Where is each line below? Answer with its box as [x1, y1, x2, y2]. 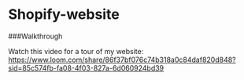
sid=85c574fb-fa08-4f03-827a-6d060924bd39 [8, 63, 165, 72]
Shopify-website [8, 5, 120, 24]
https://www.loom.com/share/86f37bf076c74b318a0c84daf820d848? [8, 55, 236, 64]
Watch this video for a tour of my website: [8, 46, 144, 56]
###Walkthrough [8, 31, 63, 41]
